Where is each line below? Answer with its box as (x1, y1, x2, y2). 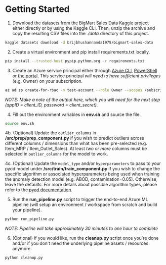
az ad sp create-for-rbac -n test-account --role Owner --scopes (5, 88, 142, 93)
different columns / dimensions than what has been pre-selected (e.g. (5, 140, 147, 147)
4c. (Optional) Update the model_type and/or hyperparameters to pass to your (5, 160, 161, 166)
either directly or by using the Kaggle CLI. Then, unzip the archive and (12, 25, 155, 31)
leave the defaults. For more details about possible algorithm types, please (5, 182, 157, 188)
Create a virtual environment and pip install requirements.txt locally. (12, 49, 150, 55)
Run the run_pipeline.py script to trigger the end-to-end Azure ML (12, 197, 148, 203)
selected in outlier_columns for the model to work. (5, 151, 108, 157)
